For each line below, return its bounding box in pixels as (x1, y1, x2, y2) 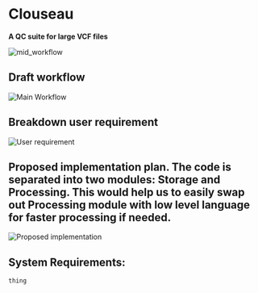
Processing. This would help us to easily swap (8, 185, 245, 199)
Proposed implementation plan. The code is (8, 160, 231, 174)
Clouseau (8, 5, 74, 23)
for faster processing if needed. (8, 211, 172, 224)
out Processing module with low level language (8, 198, 250, 211)
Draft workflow (8, 70, 85, 85)
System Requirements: (8, 255, 126, 269)
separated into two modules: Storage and (8, 173, 221, 186)
